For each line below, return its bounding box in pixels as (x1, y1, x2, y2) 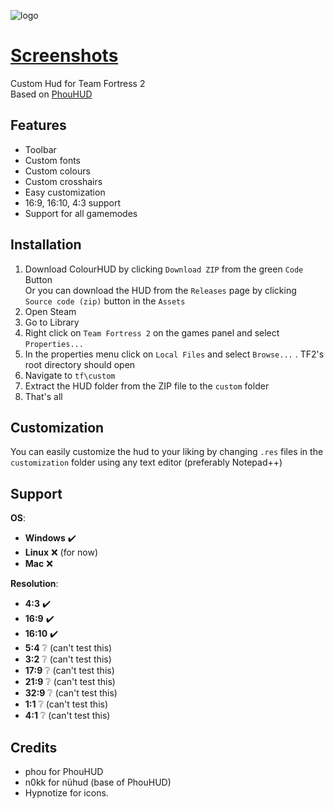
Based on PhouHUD (10, 88, 93, 100)
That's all (24, 390, 63, 402)
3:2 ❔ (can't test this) (24, 653, 112, 665)
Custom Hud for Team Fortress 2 (10, 77, 146, 89)
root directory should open (24, 358, 136, 370)
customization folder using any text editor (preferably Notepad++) (10, 456, 283, 469)
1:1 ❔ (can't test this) (24, 698, 109, 710)
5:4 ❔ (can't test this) (24, 642, 113, 654)
